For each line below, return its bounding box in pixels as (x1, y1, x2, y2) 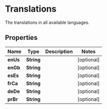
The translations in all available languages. (5, 19, 90, 25)
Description (45, 48, 73, 54)
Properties (5, 34, 38, 42)
